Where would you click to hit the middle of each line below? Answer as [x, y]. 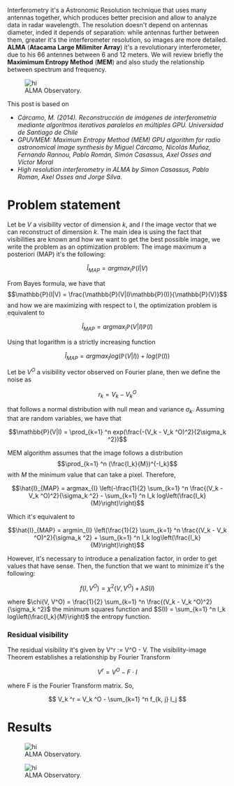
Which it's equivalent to [41, 517]
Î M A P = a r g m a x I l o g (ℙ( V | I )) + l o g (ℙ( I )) [117, 357]
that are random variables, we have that [64, 419]
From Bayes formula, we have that [57, 283]
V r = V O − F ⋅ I [117, 671]
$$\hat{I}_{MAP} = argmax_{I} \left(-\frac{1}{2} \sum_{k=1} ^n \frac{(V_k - [117, 488]
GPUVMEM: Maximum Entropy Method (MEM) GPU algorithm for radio [119, 140]
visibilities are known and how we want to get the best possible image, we [114, 239]
